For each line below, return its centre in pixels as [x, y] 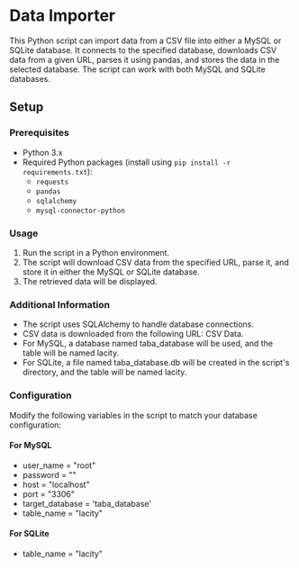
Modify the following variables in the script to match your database [134, 415]
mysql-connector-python [81, 211]
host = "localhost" [56, 484]
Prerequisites [39, 133]
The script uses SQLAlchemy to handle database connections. [138, 324]
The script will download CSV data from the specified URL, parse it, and [156, 262]
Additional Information [60, 304]
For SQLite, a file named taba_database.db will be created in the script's [156, 363]
